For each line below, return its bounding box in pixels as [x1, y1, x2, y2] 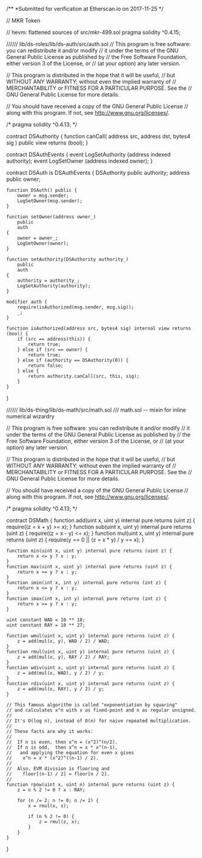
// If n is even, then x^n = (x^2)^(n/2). [6, 739, 118, 745]
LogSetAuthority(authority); [17, 283, 91, 289]
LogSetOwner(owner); [17, 240, 69, 247]
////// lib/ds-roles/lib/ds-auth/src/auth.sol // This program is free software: [6, 41, 191, 47]
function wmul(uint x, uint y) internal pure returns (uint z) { [6, 633, 175, 639]
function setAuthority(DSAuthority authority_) [6, 256, 129, 262]
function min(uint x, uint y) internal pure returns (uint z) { [6, 548, 172, 554]
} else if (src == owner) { [17, 347, 88, 353]
